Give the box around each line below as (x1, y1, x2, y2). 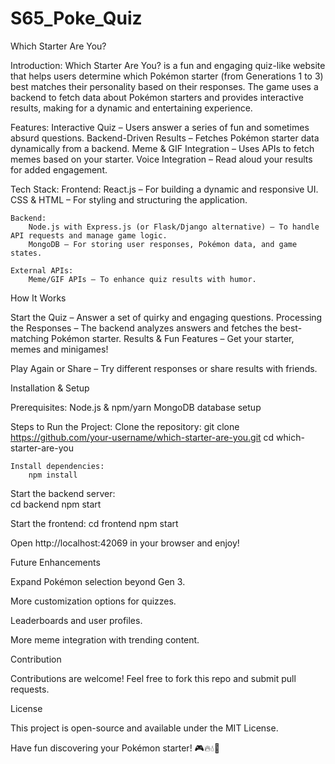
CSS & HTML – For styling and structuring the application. (10, 193, 248, 206)
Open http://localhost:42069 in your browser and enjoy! (10, 537, 240, 549)
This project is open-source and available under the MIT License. (10, 722, 279, 734)
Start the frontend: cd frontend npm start (10, 517, 179, 529)
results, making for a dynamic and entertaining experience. (10, 102, 253, 114)
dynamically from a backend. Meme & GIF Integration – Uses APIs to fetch (10, 142, 315, 154)
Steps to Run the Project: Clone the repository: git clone (10, 420, 240, 432)
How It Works (10, 292, 67, 304)
